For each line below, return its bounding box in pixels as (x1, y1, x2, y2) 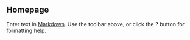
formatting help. (6, 27, 47, 34)
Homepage (6, 5, 49, 15)
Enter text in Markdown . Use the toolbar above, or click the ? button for (6, 20, 185, 27)
